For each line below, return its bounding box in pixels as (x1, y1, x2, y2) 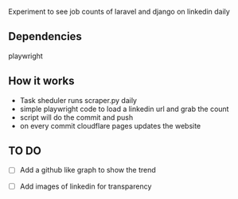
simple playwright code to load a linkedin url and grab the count (19, 104, 229, 113)
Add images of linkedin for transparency (19, 181, 152, 191)
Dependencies (8, 30, 82, 43)
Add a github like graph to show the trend (19, 165, 157, 175)
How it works (8, 74, 75, 88)
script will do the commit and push (19, 112, 134, 122)
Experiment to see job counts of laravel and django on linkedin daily (8, 7, 231, 16)
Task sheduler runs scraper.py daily (19, 95, 138, 105)
